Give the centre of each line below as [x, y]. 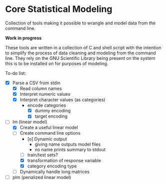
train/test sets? [43, 155]
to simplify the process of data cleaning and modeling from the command [81, 53]
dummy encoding [53, 111]
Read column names [41, 89]
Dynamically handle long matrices [55, 172]
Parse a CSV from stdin [36, 83]
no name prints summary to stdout [70, 149]
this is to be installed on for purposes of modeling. [57, 63]
